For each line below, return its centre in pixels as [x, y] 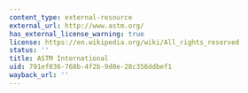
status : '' [29, 50]
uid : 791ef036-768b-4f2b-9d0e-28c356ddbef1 [91, 67]
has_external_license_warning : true [77, 34]
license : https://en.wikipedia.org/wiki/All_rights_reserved [124, 42]
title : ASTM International [59, 58]
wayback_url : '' [39, 75]
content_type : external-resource [71, 17]
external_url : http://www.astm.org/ [77, 26]
